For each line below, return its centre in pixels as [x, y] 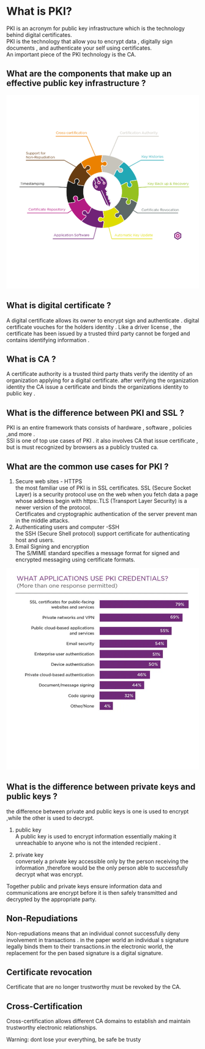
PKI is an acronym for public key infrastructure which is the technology [96, 28]
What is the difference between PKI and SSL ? [95, 413]
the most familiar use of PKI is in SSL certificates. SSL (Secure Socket [103, 488]
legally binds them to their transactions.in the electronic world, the [90, 946]
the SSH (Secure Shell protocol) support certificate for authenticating [102, 533]
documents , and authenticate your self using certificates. [79, 48]
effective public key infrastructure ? [76, 83]
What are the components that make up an [89, 74]
